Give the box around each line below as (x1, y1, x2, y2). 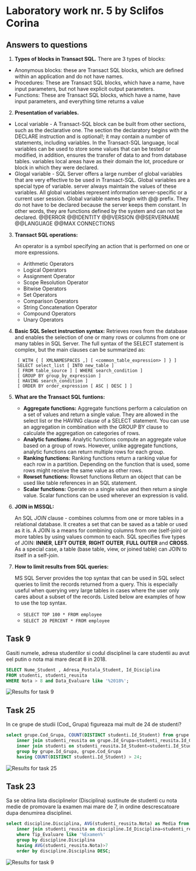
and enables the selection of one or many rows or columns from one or (14, 334, 185, 341)
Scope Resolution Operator (23, 279, 89, 286)
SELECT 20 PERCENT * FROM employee (23, 618, 110, 624)
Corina (6, 16, 40, 30)
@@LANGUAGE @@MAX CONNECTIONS (14, 220, 116, 227)
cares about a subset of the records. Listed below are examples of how (14, 593, 186, 600)
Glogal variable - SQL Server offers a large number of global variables (14, 170, 183, 177)
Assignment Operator (23, 273, 75, 279)
